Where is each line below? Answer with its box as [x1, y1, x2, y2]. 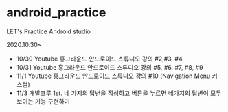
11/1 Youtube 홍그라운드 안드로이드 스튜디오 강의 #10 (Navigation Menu [16, 72, 211, 80]
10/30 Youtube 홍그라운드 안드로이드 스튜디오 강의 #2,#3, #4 [16, 55, 183, 63]
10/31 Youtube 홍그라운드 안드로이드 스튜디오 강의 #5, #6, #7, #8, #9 [16, 63, 203, 71]
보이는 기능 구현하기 [16, 97, 70, 105]
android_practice [6, 5, 106, 20]
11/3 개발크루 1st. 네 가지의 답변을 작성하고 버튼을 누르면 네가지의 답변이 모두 [16, 89, 222, 97]
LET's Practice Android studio [6, 27, 91, 36]
